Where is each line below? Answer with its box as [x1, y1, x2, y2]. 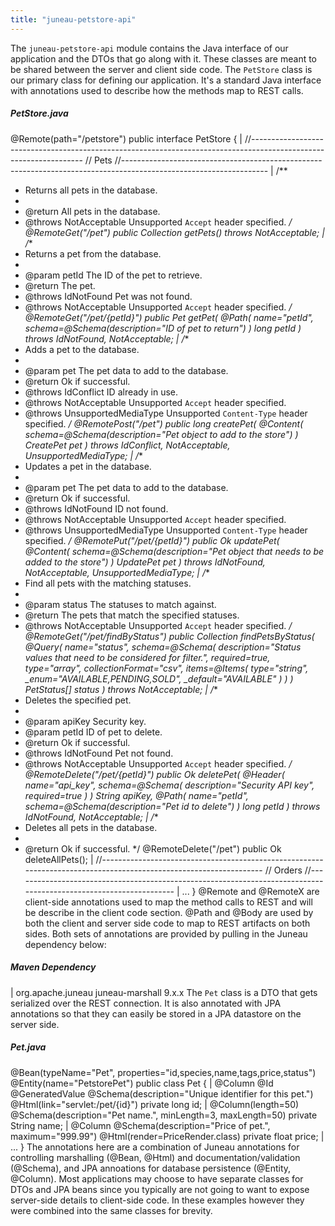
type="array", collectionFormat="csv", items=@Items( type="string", [24, 662, 309, 674]
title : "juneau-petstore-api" [10, 14, 137, 25]
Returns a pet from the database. [24, 247, 162, 260]
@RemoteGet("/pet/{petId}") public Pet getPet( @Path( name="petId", [24, 311, 314, 323]
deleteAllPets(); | [24, 853, 94, 865]
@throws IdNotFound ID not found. [24, 502, 169, 515]
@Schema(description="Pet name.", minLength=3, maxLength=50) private [10, 1109, 318, 1121]
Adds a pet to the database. [24, 343, 140, 355]
